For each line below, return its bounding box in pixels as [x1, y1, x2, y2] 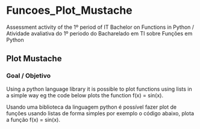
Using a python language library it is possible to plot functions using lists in [6, 85, 192, 92]
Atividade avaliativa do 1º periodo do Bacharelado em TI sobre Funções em [6, 29, 193, 37]
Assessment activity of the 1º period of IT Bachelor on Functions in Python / [6, 23, 195, 31]
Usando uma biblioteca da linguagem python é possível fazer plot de [6, 103, 177, 110]
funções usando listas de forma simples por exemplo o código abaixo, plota [6, 109, 195, 117]
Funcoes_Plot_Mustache [6, 4, 133, 17]
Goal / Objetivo [6, 71, 51, 80]
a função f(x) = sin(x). [6, 116, 60, 123]
